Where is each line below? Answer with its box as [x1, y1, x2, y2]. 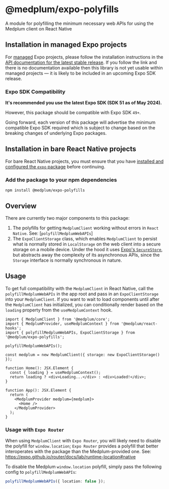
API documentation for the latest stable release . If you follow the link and [5, 59, 157, 65]
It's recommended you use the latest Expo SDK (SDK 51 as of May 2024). [5, 100, 162, 106]
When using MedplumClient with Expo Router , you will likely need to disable [5, 438, 161, 444]
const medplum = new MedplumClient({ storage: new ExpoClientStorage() [5, 352, 160, 357]
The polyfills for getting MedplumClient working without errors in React [12, 225, 159, 231]
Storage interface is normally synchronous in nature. [12, 257, 122, 263]
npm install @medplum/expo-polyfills [5, 188, 85, 193]
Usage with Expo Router [5, 426, 64, 433]
